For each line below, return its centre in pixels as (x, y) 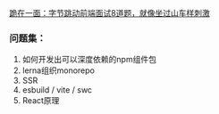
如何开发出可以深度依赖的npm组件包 (89, 60)
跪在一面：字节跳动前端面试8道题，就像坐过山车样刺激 (109, 13)
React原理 (41, 101)
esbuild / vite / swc (57, 90)
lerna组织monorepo (59, 70)
